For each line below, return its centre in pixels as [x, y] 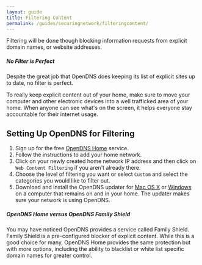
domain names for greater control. [49, 256]
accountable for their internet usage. [52, 114]
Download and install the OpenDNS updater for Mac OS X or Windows [103, 187]
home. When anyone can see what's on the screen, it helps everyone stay [99, 108]
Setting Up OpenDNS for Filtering [70, 133]
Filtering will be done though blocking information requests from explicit [97, 41]
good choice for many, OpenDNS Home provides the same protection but [99, 242]
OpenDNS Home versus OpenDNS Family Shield [68, 214]
